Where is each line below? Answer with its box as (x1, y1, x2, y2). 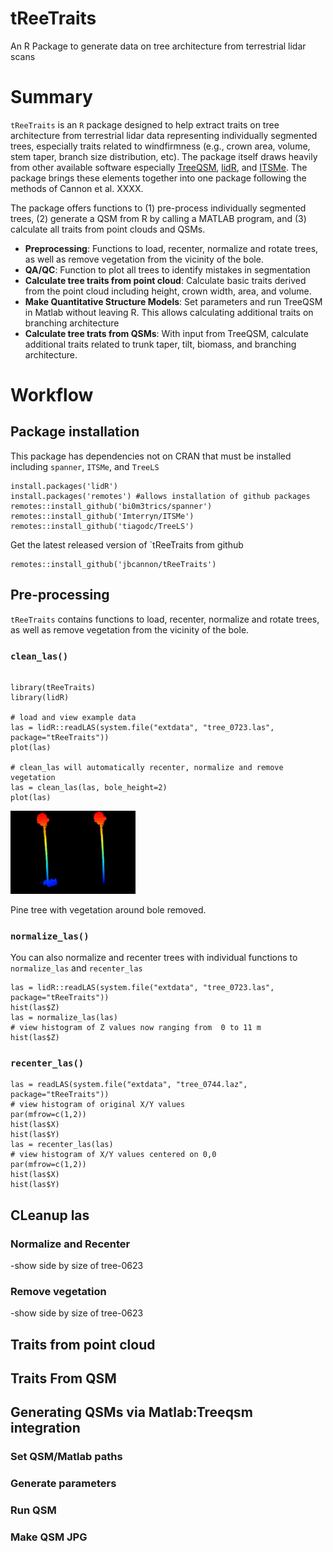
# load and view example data (10, 712, 137, 722)
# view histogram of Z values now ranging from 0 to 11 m (10, 1023, 262, 1033)
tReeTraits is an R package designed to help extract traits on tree (10, 118, 280, 131)
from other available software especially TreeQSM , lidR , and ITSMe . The (10, 161, 308, 173)
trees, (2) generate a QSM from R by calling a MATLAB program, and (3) (10, 212, 307, 224)
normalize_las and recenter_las (10, 962, 143, 974)
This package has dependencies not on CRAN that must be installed (10, 450, 292, 462)
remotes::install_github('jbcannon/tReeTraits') (10, 559, 217, 569)
